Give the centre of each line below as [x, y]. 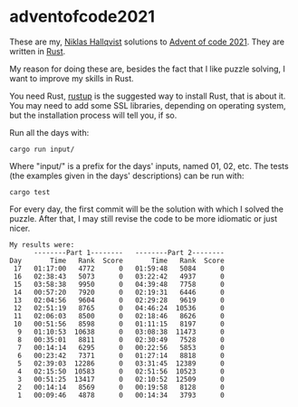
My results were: [42, 245]
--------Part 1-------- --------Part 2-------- [129, 252]
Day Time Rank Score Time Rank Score [117, 260]
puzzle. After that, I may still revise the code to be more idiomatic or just [144, 218]
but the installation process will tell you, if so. [93, 115]
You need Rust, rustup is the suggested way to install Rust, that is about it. [148, 96]
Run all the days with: [49, 132]
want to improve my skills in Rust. [72, 78]
